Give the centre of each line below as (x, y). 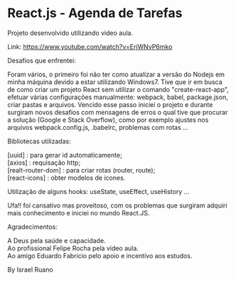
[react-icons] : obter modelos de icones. (66, 178)
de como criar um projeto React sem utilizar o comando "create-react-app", (118, 89)
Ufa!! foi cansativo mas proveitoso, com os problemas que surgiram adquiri (117, 205)
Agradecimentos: (33, 227)
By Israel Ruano (30, 270)
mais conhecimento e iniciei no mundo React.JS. (79, 213)
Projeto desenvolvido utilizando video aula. (70, 33)
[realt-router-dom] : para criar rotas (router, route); (81, 170)
